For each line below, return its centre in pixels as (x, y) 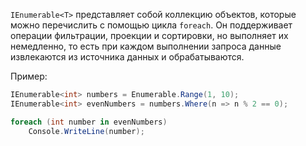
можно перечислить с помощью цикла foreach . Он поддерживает (151, 25)
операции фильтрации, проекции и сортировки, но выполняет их (149, 35)
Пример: (29, 76)
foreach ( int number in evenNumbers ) (89, 122)
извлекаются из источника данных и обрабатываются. (127, 57)
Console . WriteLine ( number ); (86, 131)
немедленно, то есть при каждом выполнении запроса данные (146, 46)
